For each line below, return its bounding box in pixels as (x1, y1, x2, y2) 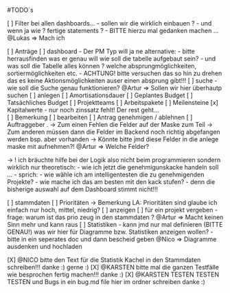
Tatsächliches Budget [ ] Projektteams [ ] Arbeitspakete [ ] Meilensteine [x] (7, 99, 218, 106)
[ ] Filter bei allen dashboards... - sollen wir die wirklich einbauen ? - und (7, 19, 212, 27)
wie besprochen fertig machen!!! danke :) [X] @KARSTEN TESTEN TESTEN (7, 270, 220, 279)
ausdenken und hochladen (7, 243, 82, 250)
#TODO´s (7, 6, 34, 14)
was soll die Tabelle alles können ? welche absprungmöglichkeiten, (7, 62, 197, 70)
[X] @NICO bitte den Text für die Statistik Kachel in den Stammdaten (7, 256, 201, 264)
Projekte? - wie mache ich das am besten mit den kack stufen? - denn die (7, 178, 216, 185)
